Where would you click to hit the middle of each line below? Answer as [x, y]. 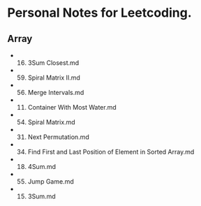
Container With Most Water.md [72, 107]
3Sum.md [42, 196]
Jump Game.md [51, 182]
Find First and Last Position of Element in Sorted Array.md [111, 152]
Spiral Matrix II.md [54, 78]
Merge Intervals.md [56, 93]
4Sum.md [42, 167]
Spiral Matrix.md [51, 122]
